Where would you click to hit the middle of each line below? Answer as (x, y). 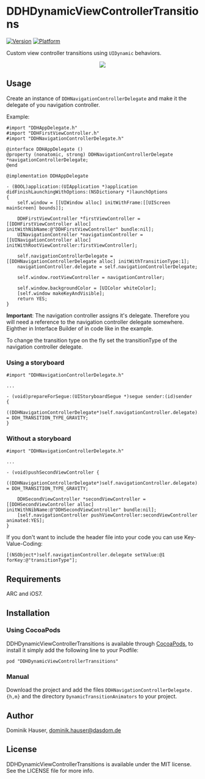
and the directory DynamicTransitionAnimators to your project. (99, 697)
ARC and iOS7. (24, 594)
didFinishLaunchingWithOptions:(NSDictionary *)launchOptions (87, 192)
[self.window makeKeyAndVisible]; (61, 293)
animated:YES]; (26, 521)
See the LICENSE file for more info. (50, 770)
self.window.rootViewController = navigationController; (91, 277)
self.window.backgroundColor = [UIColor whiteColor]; (87, 288)
